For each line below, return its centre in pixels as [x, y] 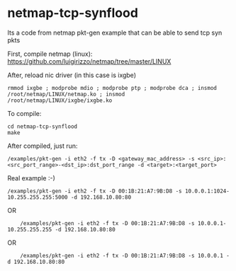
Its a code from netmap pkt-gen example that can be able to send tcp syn [115, 33]
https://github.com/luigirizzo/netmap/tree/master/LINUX [89, 61]
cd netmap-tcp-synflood [43, 126]
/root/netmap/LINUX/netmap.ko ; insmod [66, 94]
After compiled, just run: [43, 146]
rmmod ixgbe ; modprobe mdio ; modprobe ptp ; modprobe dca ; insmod [112, 88]
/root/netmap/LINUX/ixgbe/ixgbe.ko [60, 100]
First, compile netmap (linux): [50, 54]
